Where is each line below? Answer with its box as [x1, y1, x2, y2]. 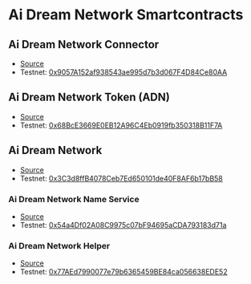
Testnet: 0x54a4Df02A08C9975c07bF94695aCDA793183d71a [19, 220, 227, 229]
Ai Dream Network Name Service [8, 193, 140, 205]
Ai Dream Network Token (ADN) [8, 91, 170, 104]
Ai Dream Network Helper [8, 240, 111, 251]
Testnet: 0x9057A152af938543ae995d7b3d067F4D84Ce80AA [19, 67, 228, 77]
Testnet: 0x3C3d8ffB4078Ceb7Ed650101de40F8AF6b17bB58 [19, 173, 223, 183]
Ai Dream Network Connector [8, 38, 160, 51]
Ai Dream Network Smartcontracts [8, 6, 244, 24]
